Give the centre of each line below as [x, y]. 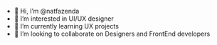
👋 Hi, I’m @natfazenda [47, 11]
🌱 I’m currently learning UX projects [67, 26]
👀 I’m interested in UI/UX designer [64, 19]
